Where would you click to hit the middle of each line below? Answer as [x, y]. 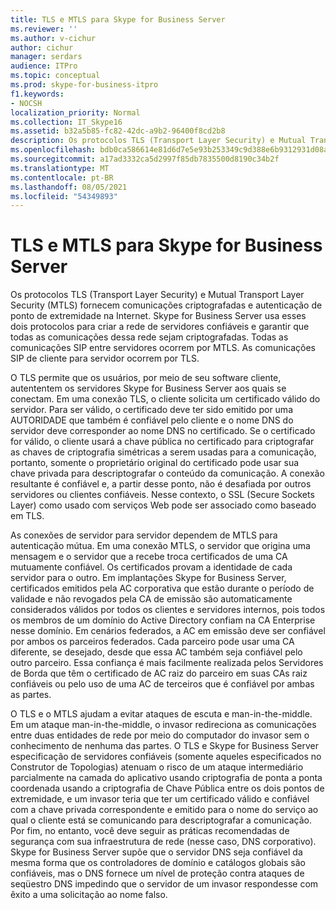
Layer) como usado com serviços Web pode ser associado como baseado [163, 505]
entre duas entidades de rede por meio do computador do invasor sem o [160, 735]
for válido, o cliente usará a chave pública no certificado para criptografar [162, 442]
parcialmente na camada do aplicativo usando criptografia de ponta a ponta [166, 778]
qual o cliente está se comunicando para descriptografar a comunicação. [161, 820]
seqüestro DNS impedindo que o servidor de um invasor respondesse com [164, 884]
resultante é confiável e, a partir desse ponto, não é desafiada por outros [161, 484]
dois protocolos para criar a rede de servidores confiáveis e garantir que [160, 327]
